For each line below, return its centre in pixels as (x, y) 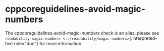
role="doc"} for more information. (48, 43)
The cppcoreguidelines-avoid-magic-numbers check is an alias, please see (82, 33)
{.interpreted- (143, 38)
